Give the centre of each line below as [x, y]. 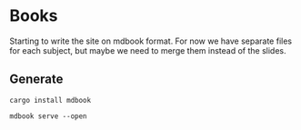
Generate [36, 80]
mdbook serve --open [49, 116]
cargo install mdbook [50, 100]
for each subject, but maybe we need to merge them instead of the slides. [148, 50]
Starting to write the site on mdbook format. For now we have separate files [151, 41]
